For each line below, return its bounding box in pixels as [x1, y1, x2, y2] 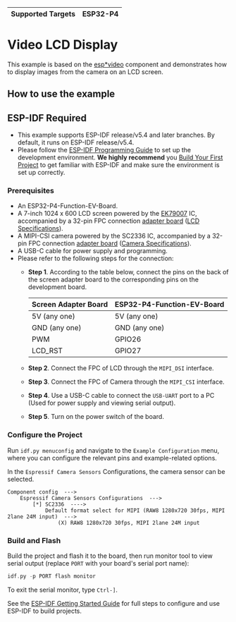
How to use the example [7, 88, 116, 100]
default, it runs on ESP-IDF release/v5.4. [17, 138, 135, 147]
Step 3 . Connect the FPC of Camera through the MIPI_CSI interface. [27, 377, 225, 386]
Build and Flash [7, 535, 61, 545]
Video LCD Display [7, 37, 118, 53]
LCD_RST [31, 346, 63, 355]
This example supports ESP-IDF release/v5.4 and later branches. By [17, 130, 215, 140]
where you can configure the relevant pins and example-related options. [7, 453, 217, 462]
